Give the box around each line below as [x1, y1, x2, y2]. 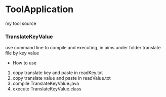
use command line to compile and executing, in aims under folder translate [5, 45, 161, 51]
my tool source [5, 20, 36, 26]
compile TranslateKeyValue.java [12, 80, 79, 87]
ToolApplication [5, 4, 74, 15]
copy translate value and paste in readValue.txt [12, 75, 111, 81]
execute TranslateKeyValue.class [12, 86, 82, 92]
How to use [12, 60, 37, 66]
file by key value [5, 50, 39, 56]
